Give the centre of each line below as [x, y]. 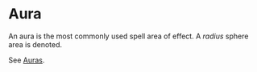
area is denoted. [35, 44]
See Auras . [27, 60]
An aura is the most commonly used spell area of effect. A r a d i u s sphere [128, 36]
